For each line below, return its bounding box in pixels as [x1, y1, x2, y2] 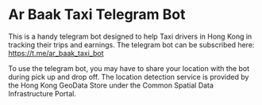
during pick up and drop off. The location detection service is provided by [8, 72, 249, 81]
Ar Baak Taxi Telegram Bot [8, 6, 186, 24]
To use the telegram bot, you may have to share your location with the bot [8, 63, 250, 73]
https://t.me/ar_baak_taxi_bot [8, 48, 105, 58]
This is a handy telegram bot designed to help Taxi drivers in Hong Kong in [8, 32, 252, 41]
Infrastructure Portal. [8, 88, 77, 98]
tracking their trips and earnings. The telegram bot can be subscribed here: [8, 39, 255, 49]
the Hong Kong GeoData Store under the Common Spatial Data [8, 81, 214, 90]
